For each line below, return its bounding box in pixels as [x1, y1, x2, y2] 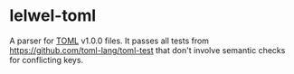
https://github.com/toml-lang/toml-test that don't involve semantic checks [9, 44, 286, 55]
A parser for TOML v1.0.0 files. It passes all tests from [9, 35, 210, 46]
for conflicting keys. [9, 54, 84, 65]
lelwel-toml [9, 5, 97, 26]
